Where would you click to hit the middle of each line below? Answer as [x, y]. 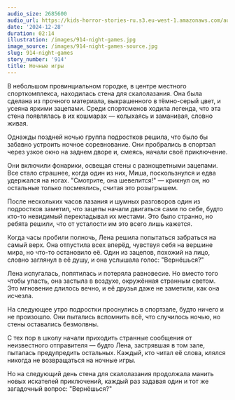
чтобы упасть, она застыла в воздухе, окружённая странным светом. [112, 281]
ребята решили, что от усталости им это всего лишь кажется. [100, 224]
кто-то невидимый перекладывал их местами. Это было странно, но [110, 216]
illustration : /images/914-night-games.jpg [72, 40]
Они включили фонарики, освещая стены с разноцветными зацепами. [113, 165]
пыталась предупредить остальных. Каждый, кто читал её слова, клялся [116, 352]
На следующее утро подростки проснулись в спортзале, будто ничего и [116, 309]
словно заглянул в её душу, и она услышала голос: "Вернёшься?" [106, 260]
